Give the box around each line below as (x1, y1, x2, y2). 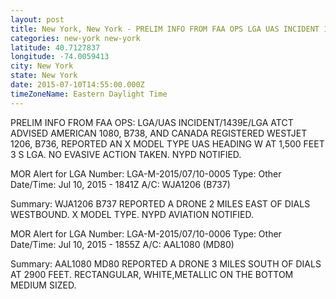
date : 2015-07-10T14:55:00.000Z (10, 80, 145, 90)
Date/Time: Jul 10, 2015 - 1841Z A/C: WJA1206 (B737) (10, 178, 231, 190)
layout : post (10, 14, 65, 25)
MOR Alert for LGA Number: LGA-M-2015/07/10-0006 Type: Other (10, 227, 282, 240)
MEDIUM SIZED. (10, 279, 77, 291)
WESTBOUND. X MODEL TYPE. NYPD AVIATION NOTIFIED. (10, 208, 255, 220)
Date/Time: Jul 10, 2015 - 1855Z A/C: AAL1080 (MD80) (10, 238, 235, 250)
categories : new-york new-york (10, 33, 141, 43)
